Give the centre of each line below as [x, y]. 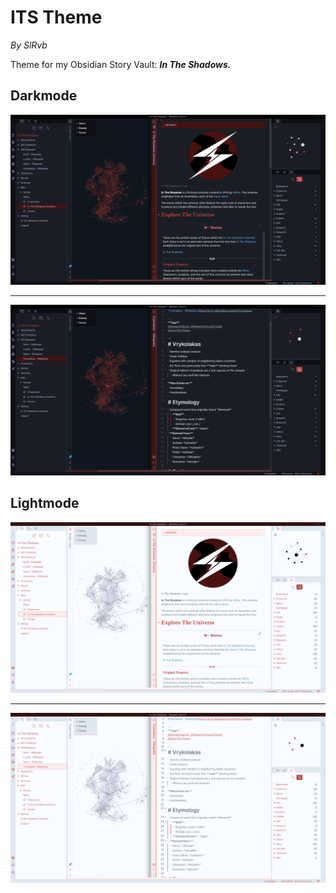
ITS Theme [56, 17]
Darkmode [44, 96]
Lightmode [45, 503]
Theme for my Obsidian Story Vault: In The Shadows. [121, 64]
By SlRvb [29, 45]
